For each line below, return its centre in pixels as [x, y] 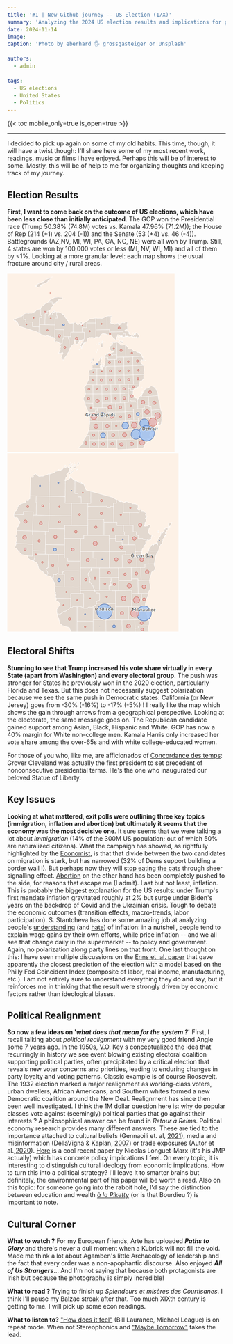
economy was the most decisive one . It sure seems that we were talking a [114, 831]
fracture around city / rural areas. [55, 263]
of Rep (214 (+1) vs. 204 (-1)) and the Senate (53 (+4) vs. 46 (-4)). [102, 234]
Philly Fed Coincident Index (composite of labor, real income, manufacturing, [116, 972]
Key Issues [31, 799]
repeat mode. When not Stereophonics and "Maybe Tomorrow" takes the [112, 1327]
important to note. [33, 1202]
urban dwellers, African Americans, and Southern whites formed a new [109, 1091]
